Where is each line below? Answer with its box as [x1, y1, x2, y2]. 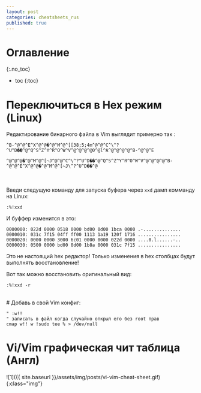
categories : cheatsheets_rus [6, 14, 79, 20]
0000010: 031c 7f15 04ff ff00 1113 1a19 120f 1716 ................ [6, 232, 181, 238]
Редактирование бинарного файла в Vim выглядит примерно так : [6, 131, 176, 138]
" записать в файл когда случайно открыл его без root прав [6, 316, 160, 322]
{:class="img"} [6, 380, 43, 387]
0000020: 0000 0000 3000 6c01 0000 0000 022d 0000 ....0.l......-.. [6, 237, 181, 243]
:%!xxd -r [6, 282, 31, 288]
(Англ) [6, 354, 40, 367]
